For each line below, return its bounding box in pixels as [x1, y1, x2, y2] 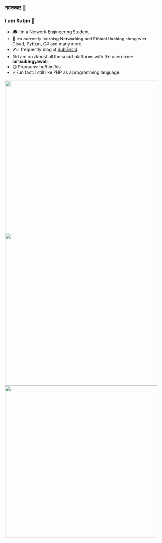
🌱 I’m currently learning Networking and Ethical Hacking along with [12, 36, 147, 42]
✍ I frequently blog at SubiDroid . [12, 46, 79, 53]
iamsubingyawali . [12, 58, 49, 65]
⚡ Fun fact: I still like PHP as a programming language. [12, 69, 121, 75]
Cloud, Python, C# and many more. [12, 41, 83, 47]
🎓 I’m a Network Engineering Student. [12, 29, 90, 35]
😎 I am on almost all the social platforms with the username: [12, 54, 134, 59]
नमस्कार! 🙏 [5, 4, 26, 11]
